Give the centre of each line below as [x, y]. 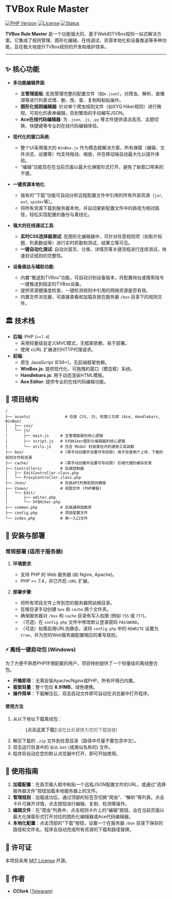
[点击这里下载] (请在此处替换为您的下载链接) [71, 730]
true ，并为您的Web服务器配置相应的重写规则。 [70, 635]
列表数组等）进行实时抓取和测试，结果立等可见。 [81, 243]
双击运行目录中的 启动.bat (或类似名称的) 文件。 [63, 747]
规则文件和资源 [19, 458]
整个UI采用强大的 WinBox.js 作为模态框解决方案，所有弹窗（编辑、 [90, 148]
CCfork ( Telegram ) [33, 891]
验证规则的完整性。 [45, 256]
